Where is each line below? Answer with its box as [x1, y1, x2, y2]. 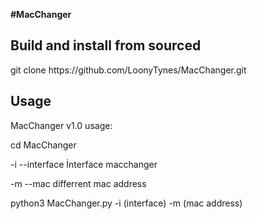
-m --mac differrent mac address [10, 177, 147, 189]
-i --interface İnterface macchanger [10, 158, 158, 170]
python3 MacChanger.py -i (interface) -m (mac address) [10, 197, 243, 209]
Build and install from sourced [10, 37, 202, 54]
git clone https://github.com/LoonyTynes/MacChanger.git [10, 64, 247, 76]
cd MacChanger [10, 139, 77, 151]
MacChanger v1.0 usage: [10, 119, 113, 131]
